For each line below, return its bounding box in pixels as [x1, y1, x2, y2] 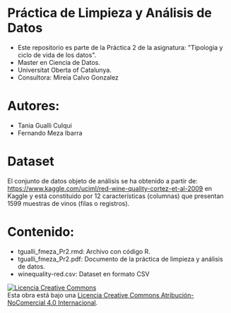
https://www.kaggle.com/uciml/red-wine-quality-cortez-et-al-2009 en [7, 184, 213, 192]
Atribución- [161, 290, 194, 299]
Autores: [7, 98, 60, 114]
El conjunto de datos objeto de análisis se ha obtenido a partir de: [7, 176, 198, 185]
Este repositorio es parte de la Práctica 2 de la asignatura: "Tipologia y [17, 43, 223, 51]
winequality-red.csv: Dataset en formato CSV [17, 269, 150, 278]
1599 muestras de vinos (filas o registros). [7, 199, 130, 207]
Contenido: [7, 224, 75, 240]
